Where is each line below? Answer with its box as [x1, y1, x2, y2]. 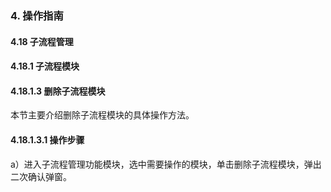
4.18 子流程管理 [10, 35, 74, 47]
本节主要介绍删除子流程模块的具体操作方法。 [10, 109, 195, 121]
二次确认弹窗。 [10, 170, 72, 182]
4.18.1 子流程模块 [10, 60, 80, 72]
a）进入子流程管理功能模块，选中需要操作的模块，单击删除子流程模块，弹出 [10, 158, 322, 170]
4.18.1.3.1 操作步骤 [10, 133, 85, 146]
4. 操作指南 [10, 8, 64, 22]
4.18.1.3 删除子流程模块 [10, 85, 106, 97]
